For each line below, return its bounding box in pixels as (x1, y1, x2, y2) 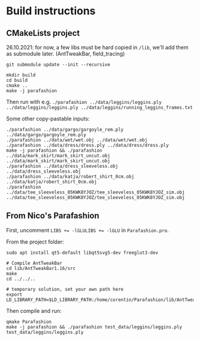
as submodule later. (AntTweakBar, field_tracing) (6, 50, 125, 57)
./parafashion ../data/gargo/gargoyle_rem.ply (6, 127, 124, 133)
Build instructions (6, 4, 96, 18)
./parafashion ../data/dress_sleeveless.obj (6, 163, 118, 169)
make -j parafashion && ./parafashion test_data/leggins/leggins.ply (6, 324, 183, 330)
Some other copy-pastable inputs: (6, 115, 90, 122)
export (6, 291, 23, 297)
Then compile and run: (6, 307, 62, 314)
